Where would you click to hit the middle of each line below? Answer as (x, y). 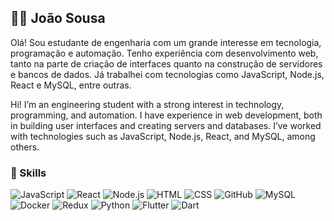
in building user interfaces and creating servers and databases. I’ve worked (166, 125)
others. (25, 147)
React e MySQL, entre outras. (71, 85)
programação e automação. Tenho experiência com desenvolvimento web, (164, 53)
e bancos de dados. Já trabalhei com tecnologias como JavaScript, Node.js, (167, 74)
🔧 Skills (28, 173)
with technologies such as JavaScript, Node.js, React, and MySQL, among (163, 136)
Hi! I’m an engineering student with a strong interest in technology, (147, 104)
